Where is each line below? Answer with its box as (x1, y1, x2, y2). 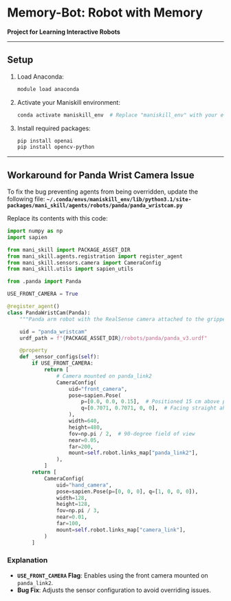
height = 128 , (56, 501, 91, 508)
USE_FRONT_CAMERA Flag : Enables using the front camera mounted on (16, 571, 208, 580)
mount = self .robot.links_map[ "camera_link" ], (56, 526, 186, 533)
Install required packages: (16, 124, 91, 132)
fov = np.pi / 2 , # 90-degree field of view (68, 430, 195, 437)
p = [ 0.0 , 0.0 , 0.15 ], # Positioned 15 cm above (80, 398, 220, 405)
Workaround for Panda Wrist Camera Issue (7, 169, 195, 181)
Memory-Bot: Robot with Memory (7, 5, 203, 21)
